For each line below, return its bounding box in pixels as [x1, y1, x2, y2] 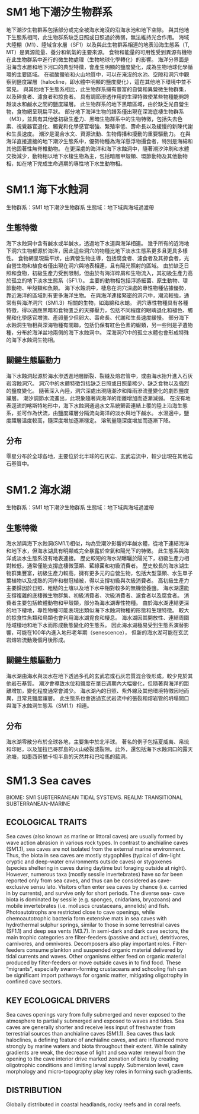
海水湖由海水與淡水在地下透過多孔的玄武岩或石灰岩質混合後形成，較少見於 [6, 672, 188, 679]
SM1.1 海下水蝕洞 [6, 183, 89, 197]
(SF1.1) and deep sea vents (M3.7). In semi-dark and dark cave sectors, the [6, 927, 189, 935]
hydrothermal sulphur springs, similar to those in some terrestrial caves [6, 922, 180, 929]
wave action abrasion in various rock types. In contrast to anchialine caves [6, 839, 188, 847]
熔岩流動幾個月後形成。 [11, 636, 69, 643]
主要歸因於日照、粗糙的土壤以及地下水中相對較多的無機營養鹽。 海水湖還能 [6, 585, 190, 592]
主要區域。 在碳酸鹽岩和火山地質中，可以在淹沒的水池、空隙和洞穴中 [16, 71, 184, 78]
